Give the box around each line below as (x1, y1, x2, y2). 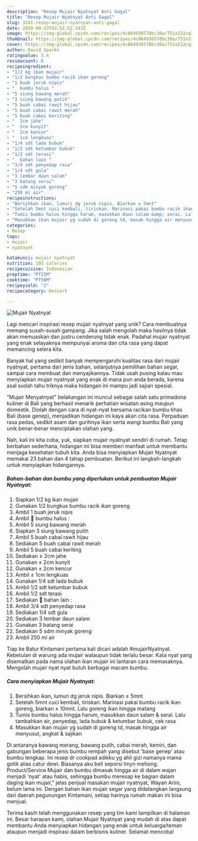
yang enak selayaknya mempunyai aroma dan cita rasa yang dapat (6, 340, 168, 347)
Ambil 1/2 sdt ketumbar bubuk (15, 584, 88, 591)
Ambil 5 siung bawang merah (15, 521, 86, 528)
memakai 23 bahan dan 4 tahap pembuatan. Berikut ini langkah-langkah (6, 455, 182, 462)
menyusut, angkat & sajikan (15, 730, 82, 737)
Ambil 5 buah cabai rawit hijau (15, 534, 89, 541)
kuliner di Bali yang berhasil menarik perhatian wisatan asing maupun (6, 400, 175, 407)
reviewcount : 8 (6, 58, 44, 64)
